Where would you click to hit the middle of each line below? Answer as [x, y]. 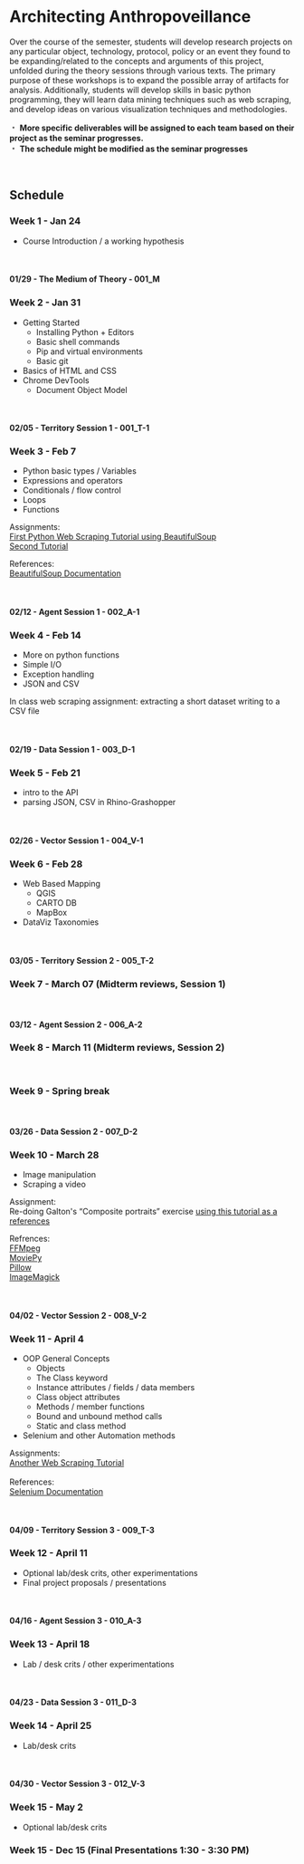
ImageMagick [35, 1277]
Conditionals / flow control [72, 490]
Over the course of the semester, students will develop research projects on [151, 42]
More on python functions [71, 655]
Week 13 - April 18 [50, 1644]
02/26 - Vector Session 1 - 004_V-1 [76, 841]
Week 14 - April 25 [51, 1725]
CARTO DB [56, 903]
